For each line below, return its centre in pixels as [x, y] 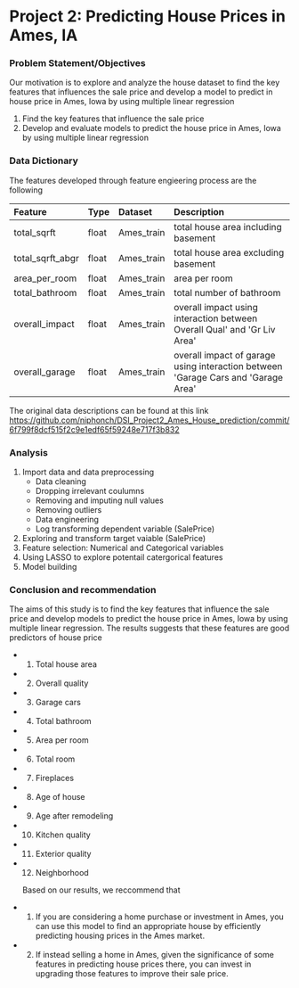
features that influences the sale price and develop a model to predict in [141, 92]
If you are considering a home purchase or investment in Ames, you [160, 917]
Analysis [29, 452]
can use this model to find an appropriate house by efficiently [148, 926]
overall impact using [215, 307]
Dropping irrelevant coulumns [90, 491]
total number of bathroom [227, 292]
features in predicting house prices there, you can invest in [143, 964]
